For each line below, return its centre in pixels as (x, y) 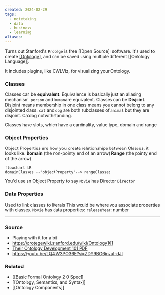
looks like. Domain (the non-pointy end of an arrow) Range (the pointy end (81, 153)
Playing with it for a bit (35, 238)
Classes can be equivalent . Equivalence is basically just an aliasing (73, 94)
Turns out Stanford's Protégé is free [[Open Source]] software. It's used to (80, 51)
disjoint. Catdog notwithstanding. (39, 116)
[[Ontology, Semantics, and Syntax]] (49, 282)
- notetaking (23, 19)
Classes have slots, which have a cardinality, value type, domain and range (81, 125)
